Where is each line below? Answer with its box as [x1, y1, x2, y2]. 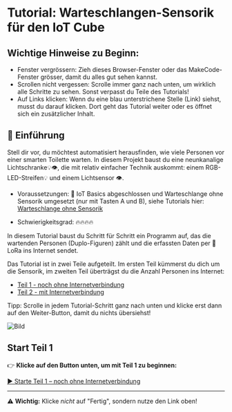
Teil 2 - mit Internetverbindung [17, 287, 105, 296]
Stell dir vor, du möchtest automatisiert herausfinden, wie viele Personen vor [7, 147, 224, 156]
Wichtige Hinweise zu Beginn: [7, 47, 139, 59]
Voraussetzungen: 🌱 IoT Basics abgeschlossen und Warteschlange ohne [17, 189, 224, 198]
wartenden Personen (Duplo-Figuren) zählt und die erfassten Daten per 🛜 [7, 239, 216, 247]
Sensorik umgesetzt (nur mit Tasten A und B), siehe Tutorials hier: [17, 197, 205, 205]
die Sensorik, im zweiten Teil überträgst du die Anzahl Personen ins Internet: [7, 267, 225, 275]
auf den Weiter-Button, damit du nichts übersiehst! [7, 308, 151, 316]
